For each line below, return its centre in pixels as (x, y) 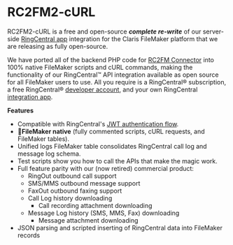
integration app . (30, 97)
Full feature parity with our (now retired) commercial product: (106, 168)
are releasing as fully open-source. (58, 46)
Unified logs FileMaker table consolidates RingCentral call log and (112, 146)
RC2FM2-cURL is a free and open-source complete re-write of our (104, 31)
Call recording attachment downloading (95, 205)
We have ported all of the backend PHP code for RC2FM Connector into (111, 59)
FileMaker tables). (43, 139)
